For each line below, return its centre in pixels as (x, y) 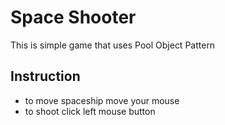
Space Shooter (73, 17)
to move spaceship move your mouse (102, 100)
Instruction (45, 76)
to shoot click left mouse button (90, 111)
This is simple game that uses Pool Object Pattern (113, 45)
